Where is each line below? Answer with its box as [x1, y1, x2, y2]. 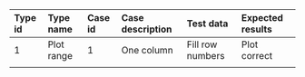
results [241, 23, 272, 35]
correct [241, 50, 273, 62]
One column [121, 44, 174, 56]
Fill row [186, 38, 218, 51]
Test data [186, 17, 229, 30]
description [121, 23, 172, 35]
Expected [241, 12, 284, 24]
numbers [186, 50, 225, 62]
